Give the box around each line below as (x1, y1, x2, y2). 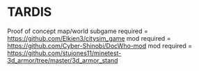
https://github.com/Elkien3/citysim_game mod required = (7, 34, 171, 42)
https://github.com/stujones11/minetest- (7, 49, 122, 57)
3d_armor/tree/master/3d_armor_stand (7, 56, 118, 64)
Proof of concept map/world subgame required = (7, 27, 148, 35)
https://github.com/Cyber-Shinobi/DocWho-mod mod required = (7, 41, 193, 50)
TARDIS (7, 4, 52, 20)
